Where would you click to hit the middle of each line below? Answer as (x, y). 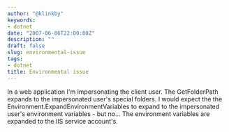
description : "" (31, 40)
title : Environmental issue (48, 72)
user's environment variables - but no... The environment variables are (109, 114)
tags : (15, 59)
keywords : (22, 20)
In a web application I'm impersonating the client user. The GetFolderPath (113, 92)
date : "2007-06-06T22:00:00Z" (51, 33)
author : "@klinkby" (36, 14)
